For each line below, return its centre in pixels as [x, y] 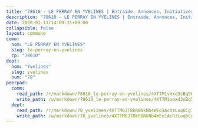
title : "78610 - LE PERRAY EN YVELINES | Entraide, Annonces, [84, 12]
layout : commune [26, 34]
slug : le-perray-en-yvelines [47, 50]
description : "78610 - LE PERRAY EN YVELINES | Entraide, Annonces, [92, 17]
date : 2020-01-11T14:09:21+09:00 [47, 22]
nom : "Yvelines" [31, 66]
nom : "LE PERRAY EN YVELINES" [48, 45]
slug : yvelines [30, 72]
